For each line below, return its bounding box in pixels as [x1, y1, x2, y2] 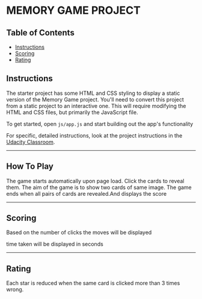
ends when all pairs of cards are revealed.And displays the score [6, 190, 167, 197]
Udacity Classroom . [6, 138, 55, 145]
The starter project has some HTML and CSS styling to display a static [6, 89, 180, 97]
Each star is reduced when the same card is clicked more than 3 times [6, 280, 180, 287]
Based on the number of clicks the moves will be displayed [6, 229, 152, 236]
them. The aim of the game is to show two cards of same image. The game [6, 184, 192, 191]
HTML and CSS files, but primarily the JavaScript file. [6, 109, 138, 116]
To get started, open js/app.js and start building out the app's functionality [6, 120, 194, 127]
